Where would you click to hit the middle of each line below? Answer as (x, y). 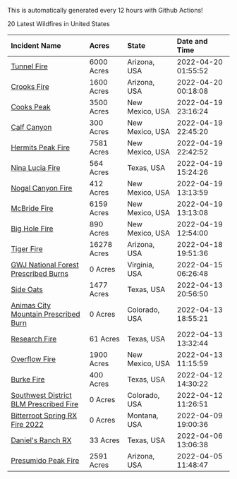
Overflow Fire (34, 359)
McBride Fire (32, 208)
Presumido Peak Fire (45, 460)
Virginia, (140, 265)
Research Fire (34, 339)
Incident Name (36, 46)
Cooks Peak (31, 107)
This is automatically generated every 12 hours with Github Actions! (105, 10)
